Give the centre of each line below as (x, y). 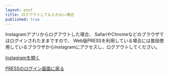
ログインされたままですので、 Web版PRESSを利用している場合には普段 (84, 41)
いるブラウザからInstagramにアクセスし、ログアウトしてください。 (89, 47)
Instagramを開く (22, 58)
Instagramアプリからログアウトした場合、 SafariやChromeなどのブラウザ (82, 34)
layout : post (19, 10)
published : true (22, 19)
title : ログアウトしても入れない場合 (40, 15)
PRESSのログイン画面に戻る (35, 68)
